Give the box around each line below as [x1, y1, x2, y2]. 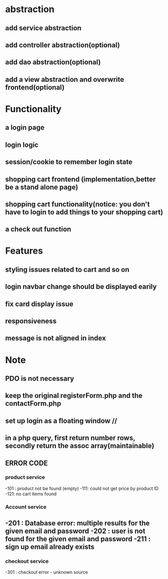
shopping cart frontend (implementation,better [5, 175, 156, 183]
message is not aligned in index [5, 334, 106, 343]
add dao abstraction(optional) [5, 58, 101, 67]
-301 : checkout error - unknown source [5, 569, 88, 575]
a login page [5, 123, 45, 132]
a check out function [5, 225, 71, 233]
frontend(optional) [5, 83, 65, 91]
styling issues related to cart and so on [5, 265, 130, 274]
